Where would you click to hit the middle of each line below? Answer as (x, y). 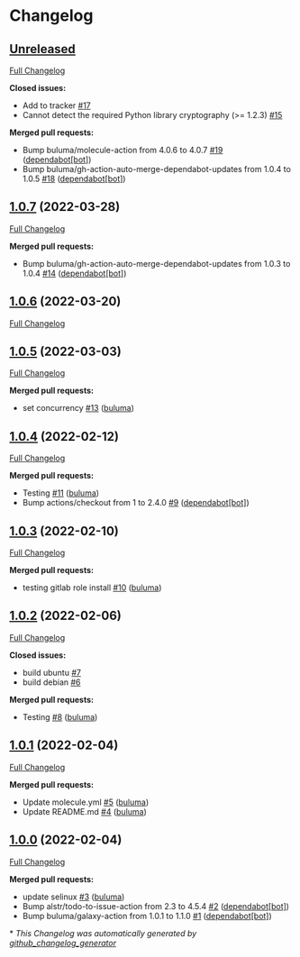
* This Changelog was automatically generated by (103, 933)
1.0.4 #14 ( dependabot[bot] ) (74, 273)
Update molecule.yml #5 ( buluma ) (86, 802)
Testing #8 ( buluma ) (60, 716)
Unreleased (43, 49)
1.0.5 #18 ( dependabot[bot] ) (74, 178)
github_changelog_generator (63, 943)
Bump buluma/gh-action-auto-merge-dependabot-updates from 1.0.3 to (156, 263)
